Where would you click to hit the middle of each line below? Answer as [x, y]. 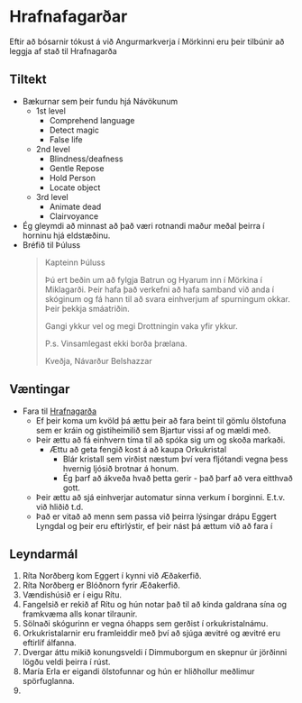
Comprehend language [92, 120]
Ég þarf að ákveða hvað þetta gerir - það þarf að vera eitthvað [178, 478]
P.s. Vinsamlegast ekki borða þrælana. [116, 343]
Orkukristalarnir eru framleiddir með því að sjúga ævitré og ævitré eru [151, 634]
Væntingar [40, 389]
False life [66, 139]
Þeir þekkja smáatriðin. [87, 308]
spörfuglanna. [48, 681]
